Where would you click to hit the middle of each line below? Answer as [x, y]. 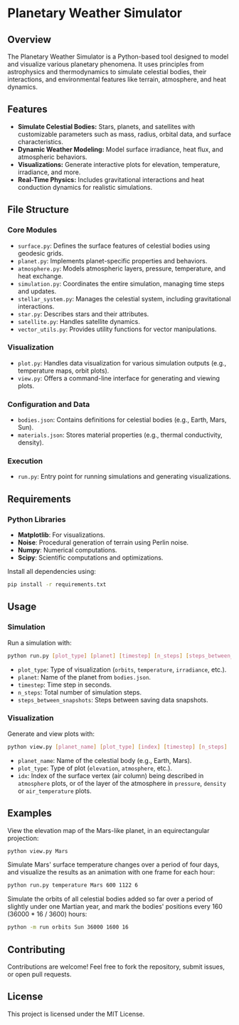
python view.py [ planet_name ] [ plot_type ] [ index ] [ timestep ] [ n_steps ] [117, 747]
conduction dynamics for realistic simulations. [85, 187]
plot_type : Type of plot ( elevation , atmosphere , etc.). [95, 768]
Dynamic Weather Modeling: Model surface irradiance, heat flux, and [121, 149]
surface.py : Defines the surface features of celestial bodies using [114, 246]
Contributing [36, 950]
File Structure [38, 209]
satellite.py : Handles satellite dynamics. [79, 321]
